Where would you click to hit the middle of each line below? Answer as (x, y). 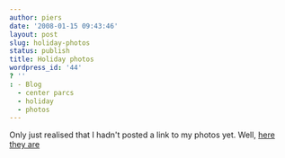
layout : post (34, 34)
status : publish (40, 51)
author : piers (36, 18)
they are (25, 145)
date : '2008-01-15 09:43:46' (64, 26)
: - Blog (26, 84)
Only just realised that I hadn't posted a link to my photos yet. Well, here (142, 135)
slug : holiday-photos (50, 43)
